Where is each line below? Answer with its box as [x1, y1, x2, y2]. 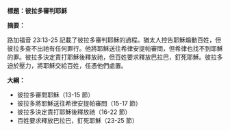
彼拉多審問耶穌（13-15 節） [16, 91, 94, 99]
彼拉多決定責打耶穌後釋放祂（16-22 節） [16, 108, 131, 116]
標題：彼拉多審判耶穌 [7, 7, 67, 14]
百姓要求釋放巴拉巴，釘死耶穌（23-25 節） [16, 117, 138, 124]
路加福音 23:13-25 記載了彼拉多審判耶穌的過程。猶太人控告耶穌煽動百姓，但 [7, 36, 222, 44]
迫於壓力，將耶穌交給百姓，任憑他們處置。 [7, 62, 127, 69]
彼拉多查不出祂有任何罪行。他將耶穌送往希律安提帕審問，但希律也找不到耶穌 [7, 45, 223, 52]
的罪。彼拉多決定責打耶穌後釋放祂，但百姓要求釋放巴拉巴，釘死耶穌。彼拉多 [7, 53, 223, 61]
